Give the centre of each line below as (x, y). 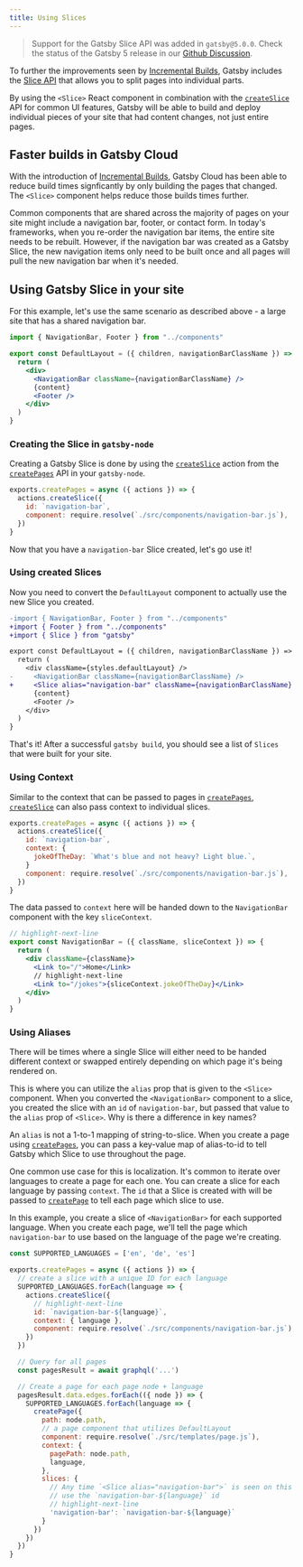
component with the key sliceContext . (81, 917)
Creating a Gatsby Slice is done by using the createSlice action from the (144, 464)
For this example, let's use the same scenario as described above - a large (148, 312)
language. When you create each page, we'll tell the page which (129, 1227)
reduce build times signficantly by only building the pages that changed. (143, 186)
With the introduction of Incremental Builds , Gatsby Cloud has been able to (148, 176)
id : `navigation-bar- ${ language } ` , (100, 1312)
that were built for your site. (61, 754)
